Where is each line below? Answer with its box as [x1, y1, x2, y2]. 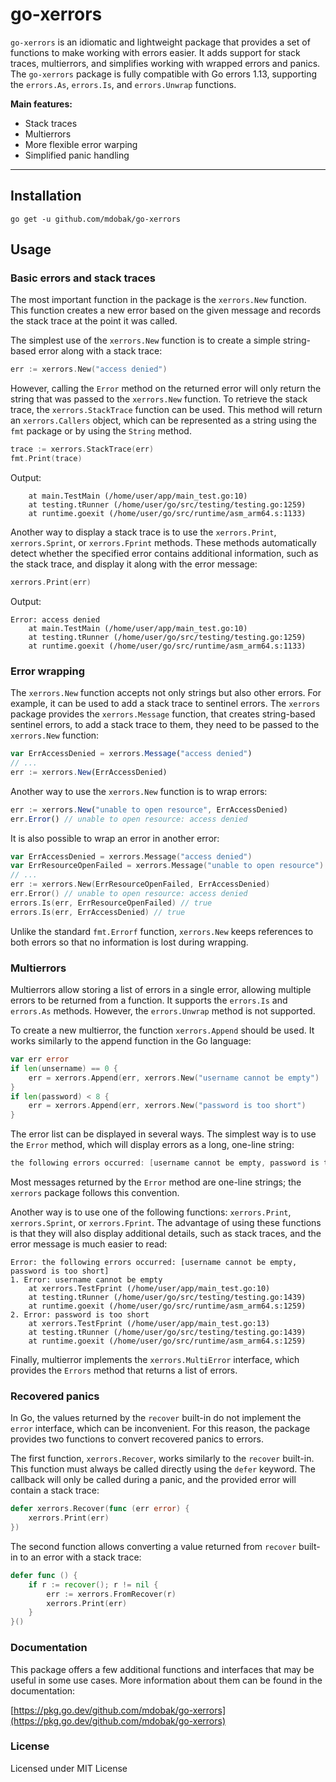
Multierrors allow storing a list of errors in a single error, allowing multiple [10, 984, 312, 996]
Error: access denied [10, 614, 101, 625]
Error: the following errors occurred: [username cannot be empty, [10, 1258, 298, 1268]
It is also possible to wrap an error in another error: [10, 832, 220, 844]
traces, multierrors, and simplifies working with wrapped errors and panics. [10, 57, 321, 69]
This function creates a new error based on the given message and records [10, 304, 322, 317]
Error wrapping [10, 664, 85, 678]
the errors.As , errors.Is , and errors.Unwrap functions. [10, 78, 237, 90]
